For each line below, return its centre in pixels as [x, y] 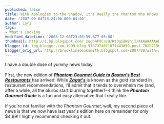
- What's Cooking [23, 32]
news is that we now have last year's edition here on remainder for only [77, 111]
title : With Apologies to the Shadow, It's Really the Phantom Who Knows [82, 14]
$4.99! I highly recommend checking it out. [48, 116]
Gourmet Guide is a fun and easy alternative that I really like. [66, 95]
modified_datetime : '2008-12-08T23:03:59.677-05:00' [60, 37]
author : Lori [18, 23]
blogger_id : [17, 46]
